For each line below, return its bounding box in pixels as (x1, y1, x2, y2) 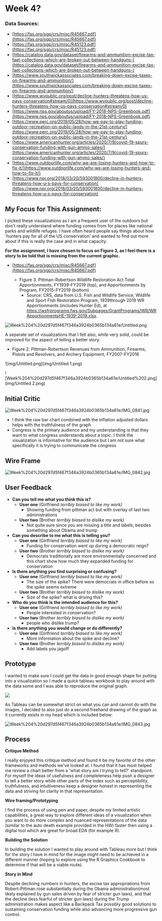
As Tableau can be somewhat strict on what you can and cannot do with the (5, 701, 157, 707)
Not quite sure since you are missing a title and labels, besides (26, 522, 151, 528)
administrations (26, 512, 58, 518)
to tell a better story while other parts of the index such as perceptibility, (5, 778, 149, 784)
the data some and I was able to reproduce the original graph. (5, 683, 128, 689)
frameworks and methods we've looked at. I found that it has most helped (5, 762, 152, 768)
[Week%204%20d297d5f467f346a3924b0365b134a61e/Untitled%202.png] (5, 375, 157, 381)
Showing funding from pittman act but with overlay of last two (26, 507, 150, 512)
